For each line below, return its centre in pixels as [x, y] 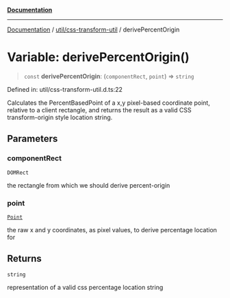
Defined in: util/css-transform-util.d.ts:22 [65, 89]
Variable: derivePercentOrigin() [98, 57]
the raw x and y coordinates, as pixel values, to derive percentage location [112, 229]
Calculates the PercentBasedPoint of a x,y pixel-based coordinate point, [108, 103]
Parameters [33, 139]
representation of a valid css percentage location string [85, 287]
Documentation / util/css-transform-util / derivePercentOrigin [93, 29]
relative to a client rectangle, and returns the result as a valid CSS [99, 110]
